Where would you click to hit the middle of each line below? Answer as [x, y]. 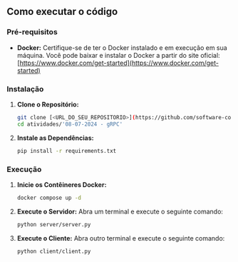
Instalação [25, 89]
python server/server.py [54, 224]
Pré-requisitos [32, 32]
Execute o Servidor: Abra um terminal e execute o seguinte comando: [120, 211]
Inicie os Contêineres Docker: [62, 184]
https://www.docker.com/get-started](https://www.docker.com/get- [119, 63]
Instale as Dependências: [55, 138]
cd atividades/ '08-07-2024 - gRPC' [70, 124]
